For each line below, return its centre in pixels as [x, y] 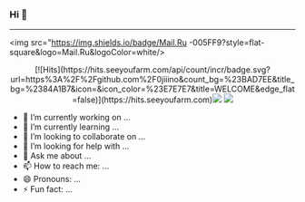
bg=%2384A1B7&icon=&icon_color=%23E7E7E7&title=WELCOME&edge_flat [152, 89]
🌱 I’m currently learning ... [71, 127]
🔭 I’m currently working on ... [76, 118]
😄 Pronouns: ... [52, 179]
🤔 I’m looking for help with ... [76, 146]
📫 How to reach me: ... [66, 166]
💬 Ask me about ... [57, 156]
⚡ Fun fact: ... [47, 189]
